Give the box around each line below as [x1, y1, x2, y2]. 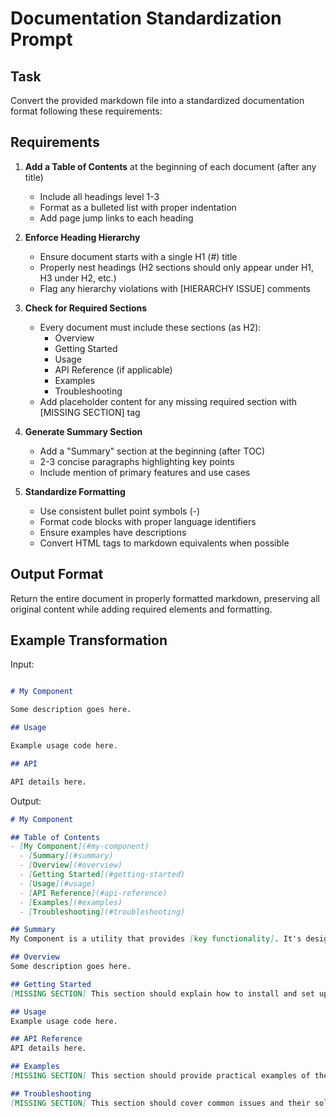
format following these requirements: [10, 105, 163, 117]
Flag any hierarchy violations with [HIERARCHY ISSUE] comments [39, 282, 311, 294]
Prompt [10, 28, 73, 51]
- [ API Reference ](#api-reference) [19, 888, 168, 898]
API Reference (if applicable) [54, 363, 173, 376]
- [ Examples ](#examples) [19, 897, 123, 907]
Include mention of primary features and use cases [39, 466, 251, 478]
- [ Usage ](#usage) [19, 878, 97, 889]
